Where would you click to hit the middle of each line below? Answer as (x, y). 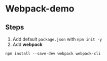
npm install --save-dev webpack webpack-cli (53, 53)
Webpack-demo (40, 9)
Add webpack (27, 44)
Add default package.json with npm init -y (57, 39)
